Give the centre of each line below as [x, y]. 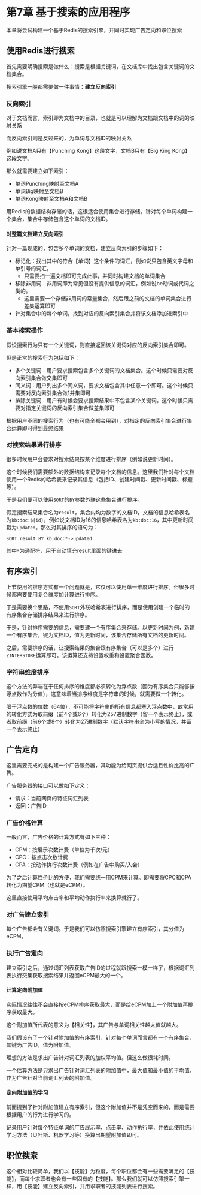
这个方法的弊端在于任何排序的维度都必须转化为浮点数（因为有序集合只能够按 [100, 686]
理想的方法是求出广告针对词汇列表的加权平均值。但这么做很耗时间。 [90, 1057]
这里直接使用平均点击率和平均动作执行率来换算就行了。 [74, 898]
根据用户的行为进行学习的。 [40, 1115]
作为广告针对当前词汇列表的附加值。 [51, 1077]
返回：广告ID [31, 806]
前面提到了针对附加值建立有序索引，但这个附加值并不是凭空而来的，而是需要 [100, 1107]
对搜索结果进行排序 [34, 445]
